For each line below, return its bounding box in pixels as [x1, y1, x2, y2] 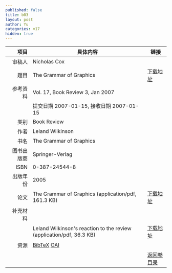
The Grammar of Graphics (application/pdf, [32, 190, 137, 197]
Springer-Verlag [32, 151, 73, 157]
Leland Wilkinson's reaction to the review [32, 225, 132, 232]
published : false [5, 7, 42, 13]
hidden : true [5, 31, 33, 36]
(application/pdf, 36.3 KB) [32, 231, 96, 238]
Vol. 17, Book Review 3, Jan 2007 [32, 89, 115, 96]
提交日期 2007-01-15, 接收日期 [32, 103, 112, 109]
